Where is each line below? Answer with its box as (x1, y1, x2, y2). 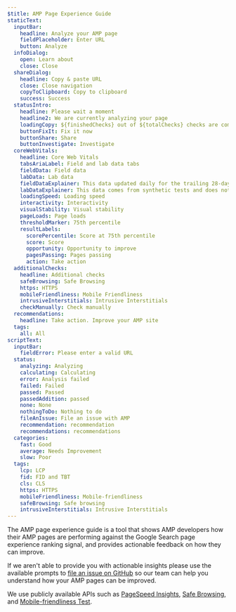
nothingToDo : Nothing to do (20, 408, 102, 415)
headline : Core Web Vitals (20, 154, 99, 161)
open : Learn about (20, 56, 74, 63)
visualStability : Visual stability (20, 206, 124, 213)
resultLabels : (20, 225, 61, 232)
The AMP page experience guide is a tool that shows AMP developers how (7, 526, 223, 534)
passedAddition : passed (20, 395, 90, 402)
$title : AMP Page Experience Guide (7, 10, 112, 18)
